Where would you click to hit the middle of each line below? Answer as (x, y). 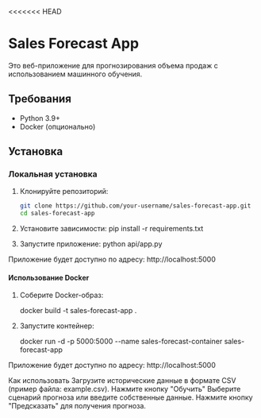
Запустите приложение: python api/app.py (91, 244)
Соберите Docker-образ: (61, 295)
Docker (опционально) (58, 126)
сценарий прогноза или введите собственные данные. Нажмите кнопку (130, 397)
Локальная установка (53, 174)
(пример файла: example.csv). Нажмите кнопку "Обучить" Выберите (125, 389)
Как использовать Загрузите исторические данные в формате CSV (122, 381)
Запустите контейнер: (57, 326)
